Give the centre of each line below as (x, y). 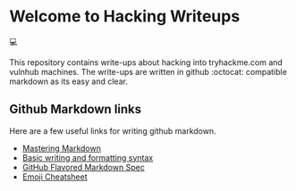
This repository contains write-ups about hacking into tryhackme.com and (146, 62)
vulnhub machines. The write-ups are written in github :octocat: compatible (148, 71)
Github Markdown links (76, 109)
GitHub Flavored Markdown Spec (83, 167)
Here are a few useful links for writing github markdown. (113, 130)
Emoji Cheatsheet (55, 177)
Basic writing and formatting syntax (88, 157)
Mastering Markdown (61, 148)
